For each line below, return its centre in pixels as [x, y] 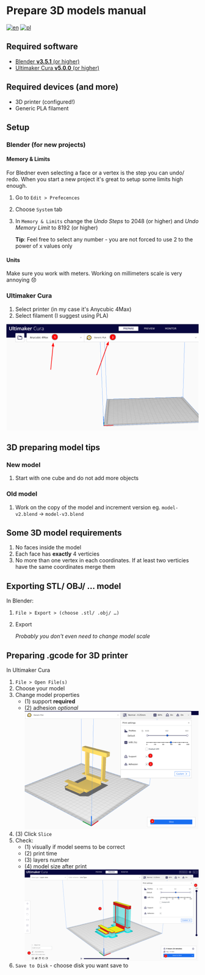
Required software [42, 47]
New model [23, 465]
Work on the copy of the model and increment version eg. [88, 507]
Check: [24, 840]
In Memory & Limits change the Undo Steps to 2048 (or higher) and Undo [107, 221]
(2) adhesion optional [51, 708]
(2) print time [41, 853]
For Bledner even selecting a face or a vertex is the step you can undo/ [95, 173]
